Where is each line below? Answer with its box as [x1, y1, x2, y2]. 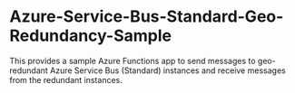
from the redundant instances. [9, 74, 123, 85]
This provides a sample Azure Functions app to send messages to [9, 55, 256, 66]
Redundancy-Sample [9, 25, 172, 46]
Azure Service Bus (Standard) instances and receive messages [49, 65, 286, 76]
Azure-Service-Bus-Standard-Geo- [9, 6, 284, 27]
